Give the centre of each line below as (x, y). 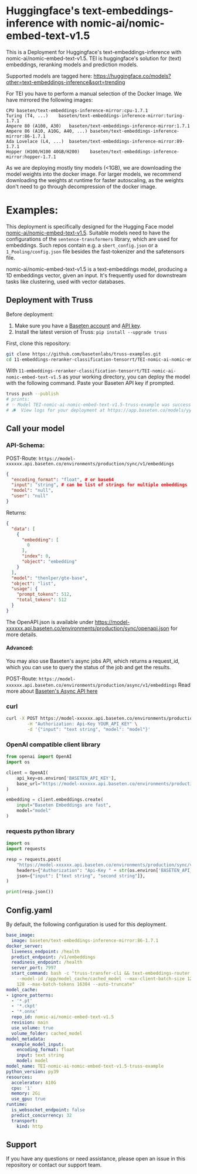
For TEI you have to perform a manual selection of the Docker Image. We (94, 93)
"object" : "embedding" (49, 562)
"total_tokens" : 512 (42, 600)
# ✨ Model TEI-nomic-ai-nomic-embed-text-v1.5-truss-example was (88, 405)
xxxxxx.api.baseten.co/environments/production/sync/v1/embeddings (90, 464)
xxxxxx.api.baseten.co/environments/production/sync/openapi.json (88, 628)
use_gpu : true (28, 1099)
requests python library (40, 831)
